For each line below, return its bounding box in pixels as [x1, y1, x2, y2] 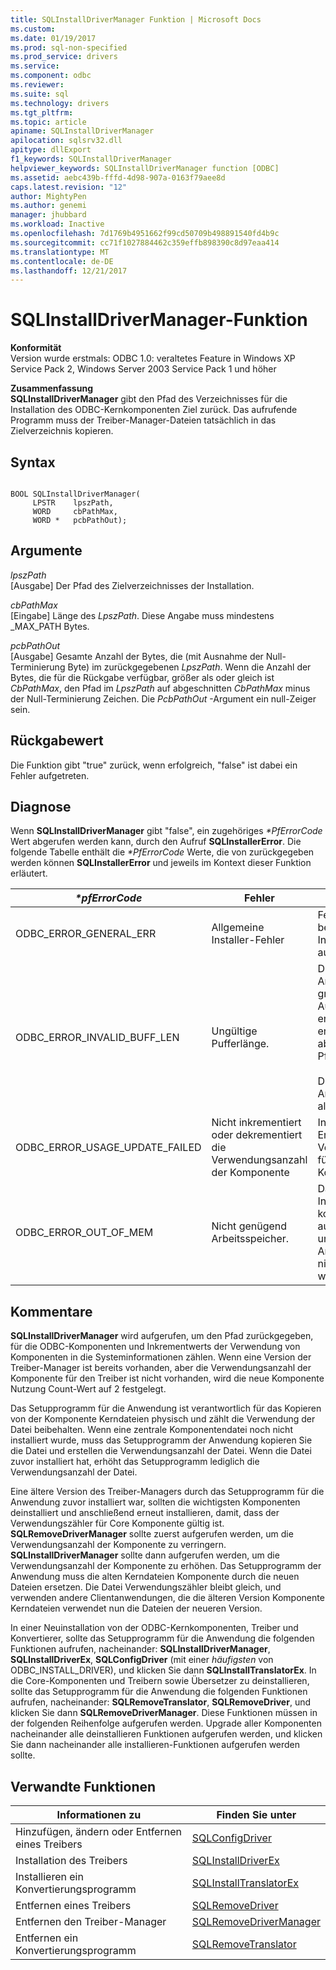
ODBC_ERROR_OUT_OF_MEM [15, 1226, 154, 1240]
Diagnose [10, 799, 72, 816]
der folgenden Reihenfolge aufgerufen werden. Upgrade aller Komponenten [10, 1717, 322, 1730]
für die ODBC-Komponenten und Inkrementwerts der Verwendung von [10, 1341, 301, 1353]
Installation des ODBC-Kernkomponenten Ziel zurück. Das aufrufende [10, 404, 298, 416]
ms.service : [10, 61, 60, 71]
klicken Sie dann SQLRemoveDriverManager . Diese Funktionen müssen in [10, 1707, 318, 1719]
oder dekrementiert [211, 1128, 303, 1142]
